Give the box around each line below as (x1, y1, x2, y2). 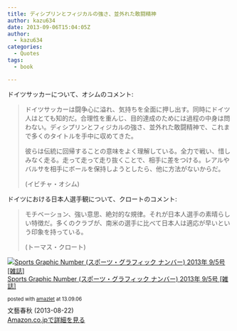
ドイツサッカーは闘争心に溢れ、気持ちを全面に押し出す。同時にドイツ (24, 104, 231, 114)
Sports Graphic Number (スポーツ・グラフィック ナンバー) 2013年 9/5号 (7, 274, 218, 283)
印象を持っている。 (31, 227, 88, 236)
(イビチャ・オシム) (24, 179, 80, 188)
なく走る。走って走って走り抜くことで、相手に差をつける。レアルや (31, 156, 230, 164)
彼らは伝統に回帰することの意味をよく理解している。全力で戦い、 (24, 146, 218, 155)
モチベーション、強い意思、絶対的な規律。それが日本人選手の (24, 210, 206, 218)
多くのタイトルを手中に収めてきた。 (31, 131, 137, 140)
